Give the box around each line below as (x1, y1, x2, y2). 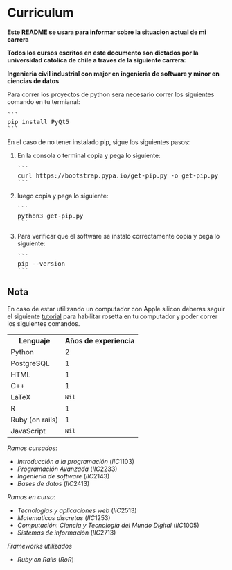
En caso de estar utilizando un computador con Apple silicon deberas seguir (7, 304, 225, 313)
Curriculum (7, 5, 74, 21)
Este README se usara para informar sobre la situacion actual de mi (7, 28, 206, 36)
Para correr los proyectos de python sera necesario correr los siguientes (7, 90, 215, 98)
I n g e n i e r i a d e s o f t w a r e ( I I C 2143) (17, 472, 110, 480)
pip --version (17, 259, 66, 268)
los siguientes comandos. (7, 319, 80, 327)
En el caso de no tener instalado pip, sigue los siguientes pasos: (7, 137, 190, 146)
